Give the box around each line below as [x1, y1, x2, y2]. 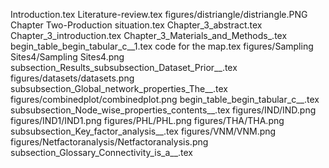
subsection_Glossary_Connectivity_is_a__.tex [10, 147, 193, 158]
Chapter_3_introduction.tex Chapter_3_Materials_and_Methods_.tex [10, 30, 288, 41]
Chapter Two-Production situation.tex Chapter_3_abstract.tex [10, 19, 263, 31]
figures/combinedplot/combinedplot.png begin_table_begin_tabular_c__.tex [10, 94, 320, 105]
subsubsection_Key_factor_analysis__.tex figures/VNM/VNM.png [10, 125, 277, 137]
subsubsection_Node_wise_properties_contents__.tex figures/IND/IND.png [10, 104, 317, 116]
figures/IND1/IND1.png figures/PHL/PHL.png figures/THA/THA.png [10, 115, 285, 126]
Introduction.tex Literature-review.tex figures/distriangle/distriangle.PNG [10, 9, 308, 20]
